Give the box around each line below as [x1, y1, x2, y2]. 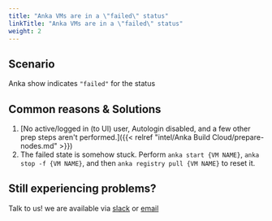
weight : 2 [8, 27, 42, 35]
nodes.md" [19, 141, 58, 150]
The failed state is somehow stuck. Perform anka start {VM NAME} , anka [19, 149, 260, 159]
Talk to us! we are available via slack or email [8, 203, 159, 213]
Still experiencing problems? [8, 182, 157, 196]
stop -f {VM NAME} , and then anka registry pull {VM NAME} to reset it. [19, 158, 256, 167]
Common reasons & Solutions [8, 102, 162, 116]
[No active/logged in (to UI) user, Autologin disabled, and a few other [19, 123, 251, 133]
